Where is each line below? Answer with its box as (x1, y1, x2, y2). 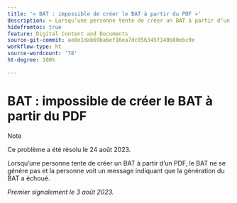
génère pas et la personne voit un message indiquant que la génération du (7, 166, 225, 175)
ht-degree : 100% (7, 57, 55, 64)
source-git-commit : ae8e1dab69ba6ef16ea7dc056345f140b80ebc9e (7, 37, 195, 44)
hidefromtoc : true (7, 23, 62, 30)
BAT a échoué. (7, 174, 50, 182)
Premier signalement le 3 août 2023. (7, 187, 114, 196)
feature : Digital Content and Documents (7, 30, 129, 37)
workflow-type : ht (7, 43, 62, 50)
